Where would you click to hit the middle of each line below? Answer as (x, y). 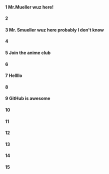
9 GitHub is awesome (28, 98)
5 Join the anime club (28, 52)
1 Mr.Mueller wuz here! (29, 7)
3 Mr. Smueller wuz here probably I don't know (54, 29)
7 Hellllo (14, 75)
